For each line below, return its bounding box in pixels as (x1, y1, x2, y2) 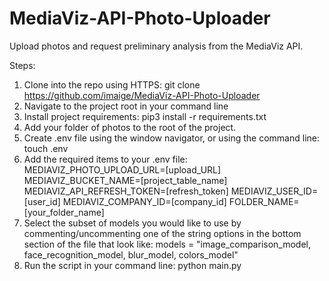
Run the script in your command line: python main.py (23, 259, 242, 271)
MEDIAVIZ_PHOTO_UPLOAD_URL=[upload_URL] (23, 163, 222, 176)
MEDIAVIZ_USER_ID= (230, 185, 319, 197)
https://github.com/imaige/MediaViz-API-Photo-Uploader (23, 89, 261, 101)
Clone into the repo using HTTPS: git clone (23, 78, 201, 91)
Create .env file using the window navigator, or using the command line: (23, 132, 320, 144)
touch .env (23, 142, 69, 154)
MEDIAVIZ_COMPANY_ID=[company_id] (62, 195, 227, 207)
